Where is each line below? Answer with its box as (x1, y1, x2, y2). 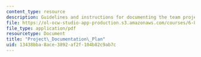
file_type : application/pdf (6, 25, 77, 31)
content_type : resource (6, 8, 66, 15)
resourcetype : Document (6, 31, 66, 37)
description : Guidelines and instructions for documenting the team (6, 14, 181, 20)
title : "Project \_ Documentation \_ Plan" (6, 36, 106, 42)
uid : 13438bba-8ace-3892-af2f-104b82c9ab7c (6, 42, 117, 48)
